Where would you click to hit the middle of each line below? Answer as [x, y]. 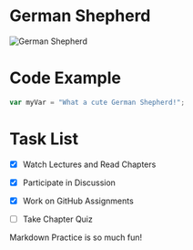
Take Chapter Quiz [57, 219]
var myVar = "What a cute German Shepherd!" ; [97, 102]
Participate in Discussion [69, 182]
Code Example [65, 78]
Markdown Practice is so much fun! [76, 237]
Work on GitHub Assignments [78, 201]
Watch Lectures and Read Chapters [89, 164]
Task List [44, 139]
